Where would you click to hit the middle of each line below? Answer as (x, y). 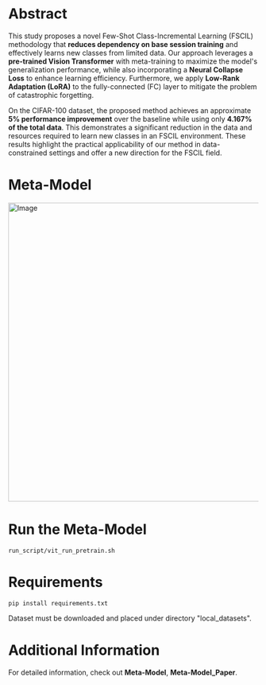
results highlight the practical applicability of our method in (104, 144)
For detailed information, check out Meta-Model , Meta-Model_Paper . (123, 672)
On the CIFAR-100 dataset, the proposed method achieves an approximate (130, 110)
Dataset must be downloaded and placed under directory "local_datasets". (130, 618)
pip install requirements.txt (58, 603)
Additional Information (84, 650)
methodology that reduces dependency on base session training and (123, 44)
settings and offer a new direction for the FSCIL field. (135, 153)
